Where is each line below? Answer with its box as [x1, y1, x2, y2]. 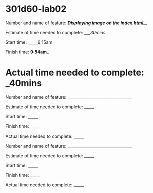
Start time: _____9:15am [5, 39, 53, 45]
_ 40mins [5, 78, 42, 89]
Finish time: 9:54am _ [5, 49, 49, 55]
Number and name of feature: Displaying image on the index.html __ [5, 20, 147, 26]
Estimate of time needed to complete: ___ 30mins [5, 29, 106, 35]
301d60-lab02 [5, 3, 67, 15]
